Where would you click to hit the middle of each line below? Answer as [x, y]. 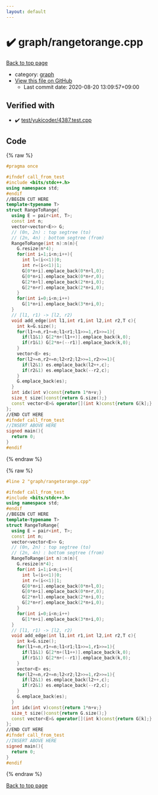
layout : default [26, 12]
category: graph [34, 74]
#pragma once [22, 166]
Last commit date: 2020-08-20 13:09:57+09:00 [81, 87]
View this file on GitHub [43, 80]
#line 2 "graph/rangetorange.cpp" [49, 481]
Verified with [30, 105]
